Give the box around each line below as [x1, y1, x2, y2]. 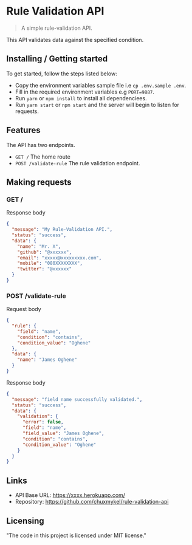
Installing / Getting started [6, 53, 108, 64]
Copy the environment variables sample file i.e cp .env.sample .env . [15, 81, 187, 89]
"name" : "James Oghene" [17, 357, 78, 363]
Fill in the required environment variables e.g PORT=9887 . [15, 88, 155, 95]
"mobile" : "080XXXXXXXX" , [17, 260, 83, 267]
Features [6, 125, 41, 135]
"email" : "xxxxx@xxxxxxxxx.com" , [17, 255, 102, 261]
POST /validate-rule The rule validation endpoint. [15, 159, 140, 166]
